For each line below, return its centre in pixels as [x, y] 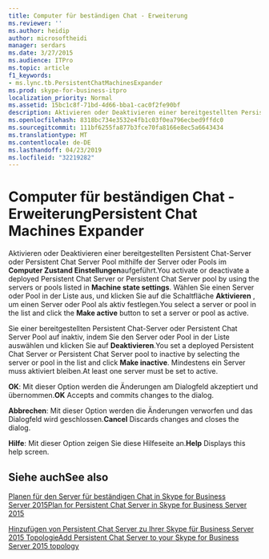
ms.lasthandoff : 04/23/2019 [55, 150]
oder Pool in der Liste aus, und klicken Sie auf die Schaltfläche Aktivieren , [132, 296]
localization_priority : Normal [60, 98]
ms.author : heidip [39, 30]
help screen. [29, 452]
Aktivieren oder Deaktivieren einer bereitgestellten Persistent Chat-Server [130, 253]
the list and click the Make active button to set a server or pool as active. [129, 313]
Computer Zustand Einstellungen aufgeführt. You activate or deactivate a [129, 270]
